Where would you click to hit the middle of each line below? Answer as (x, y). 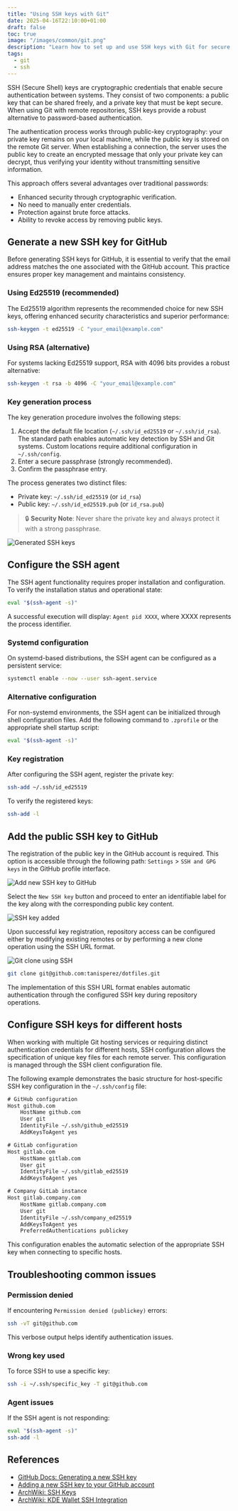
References (33, 1460)
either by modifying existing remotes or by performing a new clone (105, 939)
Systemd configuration (48, 642)
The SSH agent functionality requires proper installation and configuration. (117, 582)
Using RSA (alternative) (49, 347)
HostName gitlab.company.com (63, 1204)
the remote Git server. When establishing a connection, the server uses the (117, 146)
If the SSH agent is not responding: (59, 1418)
